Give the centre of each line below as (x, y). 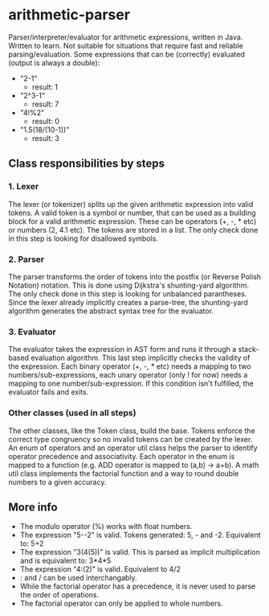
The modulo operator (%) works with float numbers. (106, 527)
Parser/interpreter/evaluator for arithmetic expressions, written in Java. (126, 37)
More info (33, 507)
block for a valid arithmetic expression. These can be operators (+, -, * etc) (132, 221)
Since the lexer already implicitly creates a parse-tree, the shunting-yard (128, 302)
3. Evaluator (32, 332)
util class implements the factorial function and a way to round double (124, 473)
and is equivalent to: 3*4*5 (65, 560)
